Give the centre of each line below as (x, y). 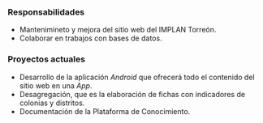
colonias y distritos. (52, 103)
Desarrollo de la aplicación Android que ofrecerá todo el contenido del (137, 77)
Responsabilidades (46, 12)
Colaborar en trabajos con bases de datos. (91, 38)
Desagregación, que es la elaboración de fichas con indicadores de (132, 94)
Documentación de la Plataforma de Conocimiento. (105, 111)
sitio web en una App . (56, 85)
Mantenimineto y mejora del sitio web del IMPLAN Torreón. (118, 30)
